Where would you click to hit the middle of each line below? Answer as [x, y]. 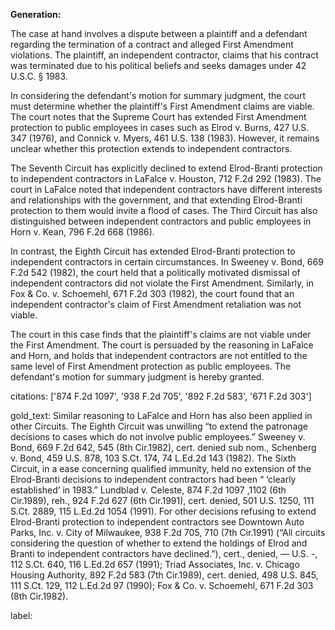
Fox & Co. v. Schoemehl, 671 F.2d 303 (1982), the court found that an [152, 293]
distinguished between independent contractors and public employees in [161, 221]
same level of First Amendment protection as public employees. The [151, 366]
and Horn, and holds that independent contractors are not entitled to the [159, 355]
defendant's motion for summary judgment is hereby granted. [137, 377]
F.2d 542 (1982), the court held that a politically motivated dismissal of [155, 272]
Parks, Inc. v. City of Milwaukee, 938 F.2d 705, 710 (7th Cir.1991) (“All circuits [168, 532]
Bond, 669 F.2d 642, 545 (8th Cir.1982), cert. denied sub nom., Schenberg [163, 447]
